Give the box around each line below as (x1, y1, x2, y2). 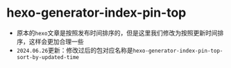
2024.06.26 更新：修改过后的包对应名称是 (16, 46, 133, 54)
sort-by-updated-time (16, 53, 79, 60)
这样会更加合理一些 (28, 37, 84, 46)
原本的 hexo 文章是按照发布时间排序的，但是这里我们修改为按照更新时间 (16, 28, 218, 37)
